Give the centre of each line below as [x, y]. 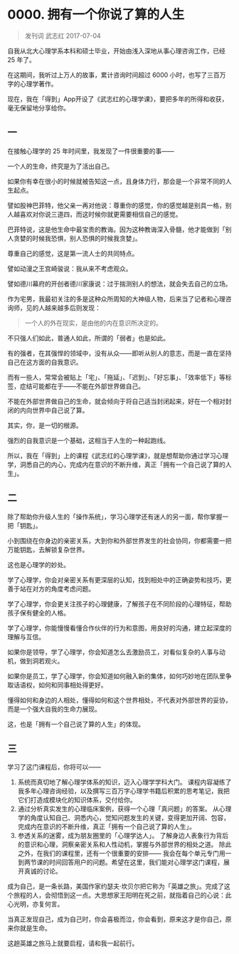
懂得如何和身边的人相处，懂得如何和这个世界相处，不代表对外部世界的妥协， [119, 700]
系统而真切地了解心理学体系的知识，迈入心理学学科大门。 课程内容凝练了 [124, 782]
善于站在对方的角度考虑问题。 [51, 589]
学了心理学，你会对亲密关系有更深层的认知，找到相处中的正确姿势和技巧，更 [119, 580]
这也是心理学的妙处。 [38, 564]
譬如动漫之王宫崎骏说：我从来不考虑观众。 [70, 269]
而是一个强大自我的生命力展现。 [54, 709]
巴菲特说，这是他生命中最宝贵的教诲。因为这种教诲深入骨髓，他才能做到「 [116, 229]
